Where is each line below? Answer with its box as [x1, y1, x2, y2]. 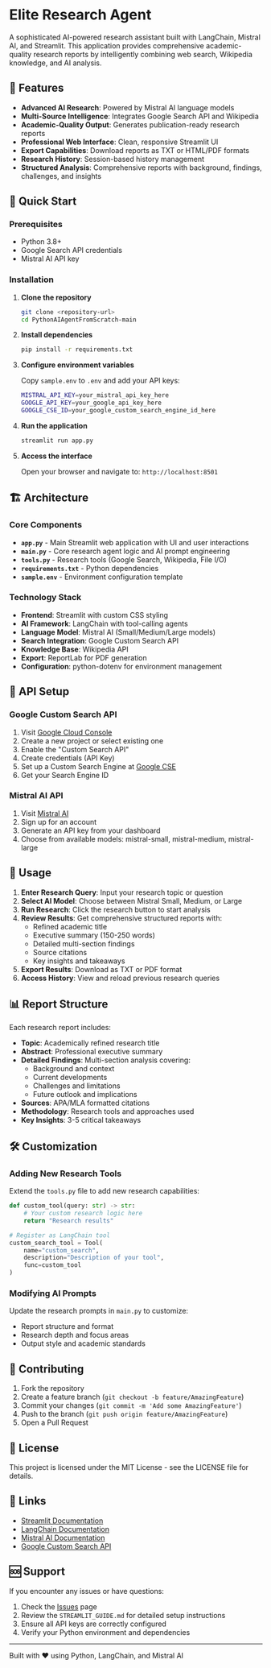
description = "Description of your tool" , [23, 1254, 164, 1262]
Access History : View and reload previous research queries [20, 973, 220, 983]
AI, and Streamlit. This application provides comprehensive [9, 40, 204, 50]
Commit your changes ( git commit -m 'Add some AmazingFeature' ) [20, 1401, 242, 1410]
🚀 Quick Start [9, 195, 77, 209]
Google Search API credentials [20, 246, 123, 255]
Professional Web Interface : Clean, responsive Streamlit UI [20, 137, 219, 147]
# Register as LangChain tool [9, 1231, 111, 1240]
